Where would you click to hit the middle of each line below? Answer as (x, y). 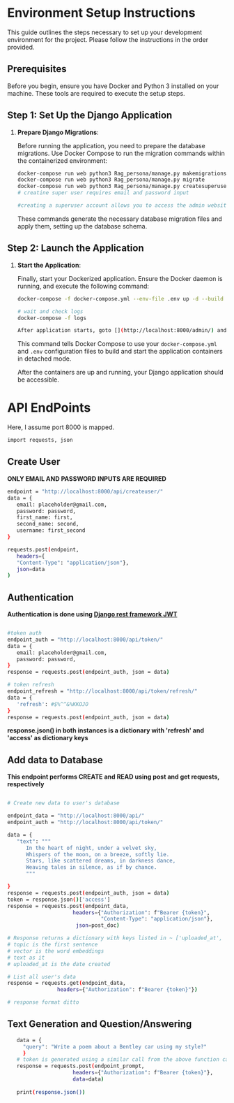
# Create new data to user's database (63, 803)
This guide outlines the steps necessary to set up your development (105, 32)
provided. (21, 47)
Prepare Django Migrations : (58, 132)
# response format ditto (43, 1002)
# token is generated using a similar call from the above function (118, 1060)
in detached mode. (44, 359)
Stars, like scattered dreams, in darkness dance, (101, 861)
